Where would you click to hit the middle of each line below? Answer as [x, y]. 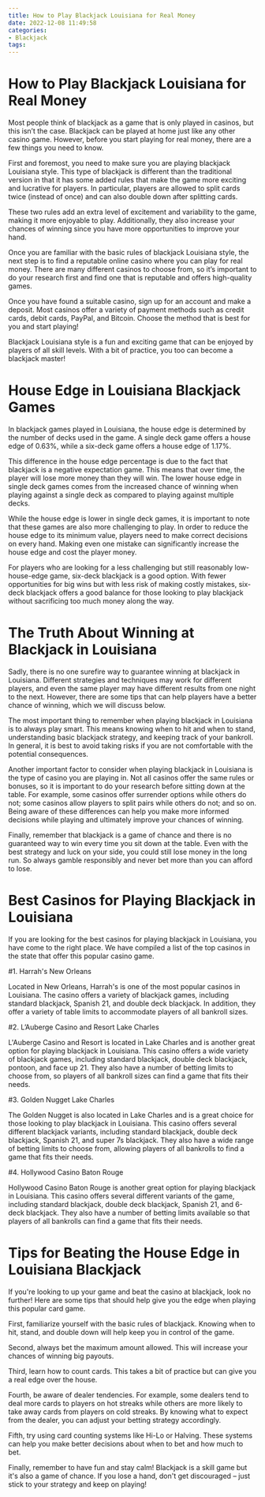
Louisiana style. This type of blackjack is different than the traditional [120, 171]
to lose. [21, 868]
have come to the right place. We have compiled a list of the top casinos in [129, 947]
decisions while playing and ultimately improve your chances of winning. [126, 819]
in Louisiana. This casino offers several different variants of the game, [121, 1196]
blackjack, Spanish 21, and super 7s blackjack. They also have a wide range [131, 1140]
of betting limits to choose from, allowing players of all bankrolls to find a [126, 1148]
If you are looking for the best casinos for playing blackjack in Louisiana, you [132, 939]
